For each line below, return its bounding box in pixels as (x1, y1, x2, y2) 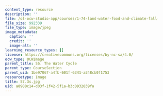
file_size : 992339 (5, 20, 42, 26)
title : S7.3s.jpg (5, 79, 40, 84)
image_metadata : (5, 30, 38, 34)
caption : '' (9, 34, 34, 39)
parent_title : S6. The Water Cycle (5, 61, 77, 66)
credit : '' (9, 39, 32, 44)
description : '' (5, 12, 38, 16)
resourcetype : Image (5, 75, 47, 80)
